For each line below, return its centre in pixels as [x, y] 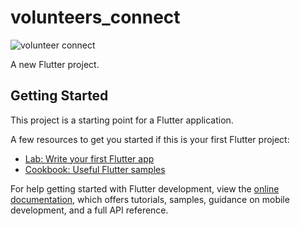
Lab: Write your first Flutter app [89, 158]
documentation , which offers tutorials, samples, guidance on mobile [150, 199]
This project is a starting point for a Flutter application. [122, 120]
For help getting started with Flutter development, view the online [145, 188]
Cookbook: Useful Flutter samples [95, 169]
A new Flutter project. [55, 64]
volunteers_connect [95, 17]
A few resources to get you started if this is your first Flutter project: [150, 139]
